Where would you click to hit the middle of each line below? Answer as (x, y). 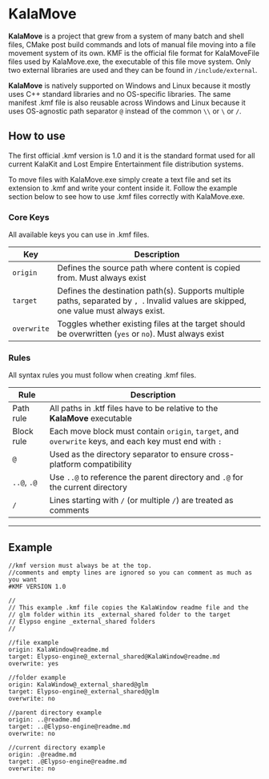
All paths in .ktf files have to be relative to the (134, 409)
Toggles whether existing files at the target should (151, 324)
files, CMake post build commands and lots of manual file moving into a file (132, 44)
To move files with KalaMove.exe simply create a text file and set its (120, 179)
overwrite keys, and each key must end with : (136, 441)
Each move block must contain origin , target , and (144, 431)
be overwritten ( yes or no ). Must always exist (141, 334)
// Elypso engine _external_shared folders (82, 622)
